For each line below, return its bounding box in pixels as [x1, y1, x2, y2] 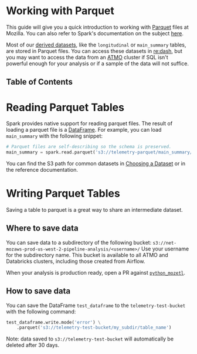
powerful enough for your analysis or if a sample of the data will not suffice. [6, 60, 189, 67]
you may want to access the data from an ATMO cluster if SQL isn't [6, 54, 168, 61]
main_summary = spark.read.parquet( [6, 149, 96, 155]
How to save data [6, 286, 71, 296]
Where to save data [6, 223, 79, 233]
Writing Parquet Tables [6, 187, 120, 201]
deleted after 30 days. [6, 342, 60, 349]
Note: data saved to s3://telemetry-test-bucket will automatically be [6, 335, 174, 342]
